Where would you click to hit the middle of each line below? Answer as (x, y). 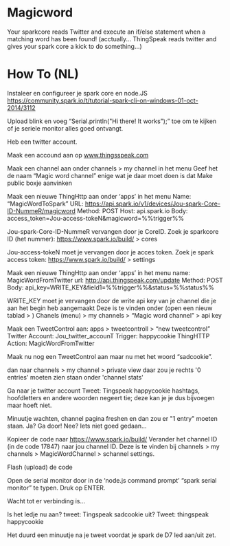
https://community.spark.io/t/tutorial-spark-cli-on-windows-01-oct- (103, 100)
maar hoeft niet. (30, 405)
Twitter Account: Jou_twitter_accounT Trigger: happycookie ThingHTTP (108, 336)
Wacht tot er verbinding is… (46, 501)
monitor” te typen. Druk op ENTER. (56, 488)
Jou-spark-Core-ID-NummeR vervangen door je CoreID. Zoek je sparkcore (113, 231)
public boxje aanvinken (40, 183)
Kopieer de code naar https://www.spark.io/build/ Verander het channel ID (112, 439)
